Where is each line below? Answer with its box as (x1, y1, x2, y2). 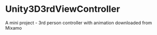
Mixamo (5, 25, 22, 31)
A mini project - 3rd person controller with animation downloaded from (5, 20, 152, 26)
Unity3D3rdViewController (5, 3, 120, 15)
